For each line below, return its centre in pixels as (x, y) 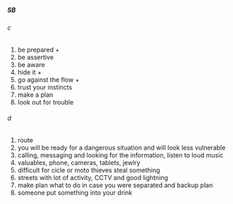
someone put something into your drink (75, 192)
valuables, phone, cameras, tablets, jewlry (79, 162)
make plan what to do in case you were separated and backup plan (115, 185)
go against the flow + (48, 79)
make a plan (35, 95)
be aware (31, 64)
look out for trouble (46, 102)
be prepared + (38, 49)
